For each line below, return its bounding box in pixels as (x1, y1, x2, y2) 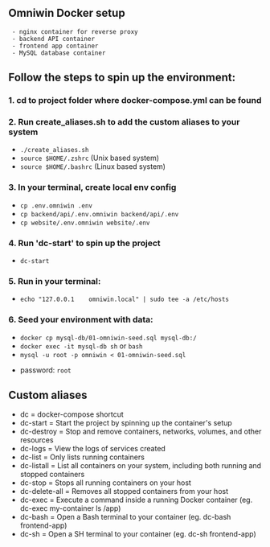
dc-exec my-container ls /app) (19, 504, 121, 513)
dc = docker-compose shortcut (19, 409, 125, 419)
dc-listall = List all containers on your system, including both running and (19, 461, 262, 471)
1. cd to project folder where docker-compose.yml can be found (8, 95, 262, 106)
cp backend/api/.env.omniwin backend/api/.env (19, 210, 179, 218)
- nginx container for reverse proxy (11, 27, 138, 35)
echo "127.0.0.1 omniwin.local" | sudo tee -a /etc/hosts (19, 295, 230, 304)
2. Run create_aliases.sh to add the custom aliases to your (8, 117, 240, 128)
